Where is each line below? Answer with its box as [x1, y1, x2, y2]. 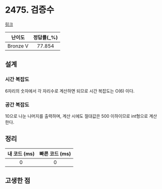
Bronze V [7, 42, 29, 49]
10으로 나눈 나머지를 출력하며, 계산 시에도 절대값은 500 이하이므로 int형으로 [5, 113, 148, 119]
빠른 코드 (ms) [39, 150, 72, 157]
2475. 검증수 [5, 4, 54, 16]
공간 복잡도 [5, 101, 30, 108]
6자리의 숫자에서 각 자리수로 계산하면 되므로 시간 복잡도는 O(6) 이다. [5, 88, 135, 94]
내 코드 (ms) [7, 150, 35, 157]
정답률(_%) [33, 34, 58, 41]
